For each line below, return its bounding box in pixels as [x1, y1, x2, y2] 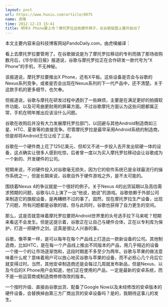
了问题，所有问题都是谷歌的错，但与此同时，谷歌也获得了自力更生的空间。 [5, 202, 158, 208]
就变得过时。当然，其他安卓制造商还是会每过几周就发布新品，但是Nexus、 [5, 261, 158, 267]
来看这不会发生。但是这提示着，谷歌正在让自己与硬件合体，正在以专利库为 [5, 219, 158, 225]
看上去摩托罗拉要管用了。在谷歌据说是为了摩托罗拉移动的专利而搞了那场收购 [5, 51, 163, 57]
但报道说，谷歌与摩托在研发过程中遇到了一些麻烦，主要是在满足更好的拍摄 [5, 97, 158, 103]
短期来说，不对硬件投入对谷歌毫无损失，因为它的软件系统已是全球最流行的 [5, 166, 158, 172]
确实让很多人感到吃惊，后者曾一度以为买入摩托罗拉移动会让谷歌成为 [22, 149, 163, 155]
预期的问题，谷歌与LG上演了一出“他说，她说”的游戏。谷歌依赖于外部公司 [9, 189, 159, 195]
